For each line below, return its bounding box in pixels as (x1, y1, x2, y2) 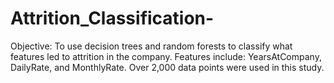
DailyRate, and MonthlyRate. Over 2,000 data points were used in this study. (10, 61, 325, 73)
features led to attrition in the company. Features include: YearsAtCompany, (10, 50, 322, 62)
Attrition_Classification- (10, 7, 215, 30)
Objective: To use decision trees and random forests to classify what (10, 40, 293, 52)
